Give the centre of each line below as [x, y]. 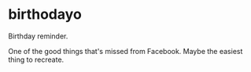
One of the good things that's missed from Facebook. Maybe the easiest [125, 51]
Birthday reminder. [38, 36]
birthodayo [45, 14]
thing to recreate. [36, 59]
